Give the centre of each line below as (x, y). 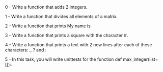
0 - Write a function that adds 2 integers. (46, 7)
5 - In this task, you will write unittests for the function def (64, 59)
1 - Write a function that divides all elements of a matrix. (61, 16)
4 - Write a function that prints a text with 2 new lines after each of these (79, 45)
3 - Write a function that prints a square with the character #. (67, 35)
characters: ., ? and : (26, 50)
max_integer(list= (141, 59)
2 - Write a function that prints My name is (48, 26)
